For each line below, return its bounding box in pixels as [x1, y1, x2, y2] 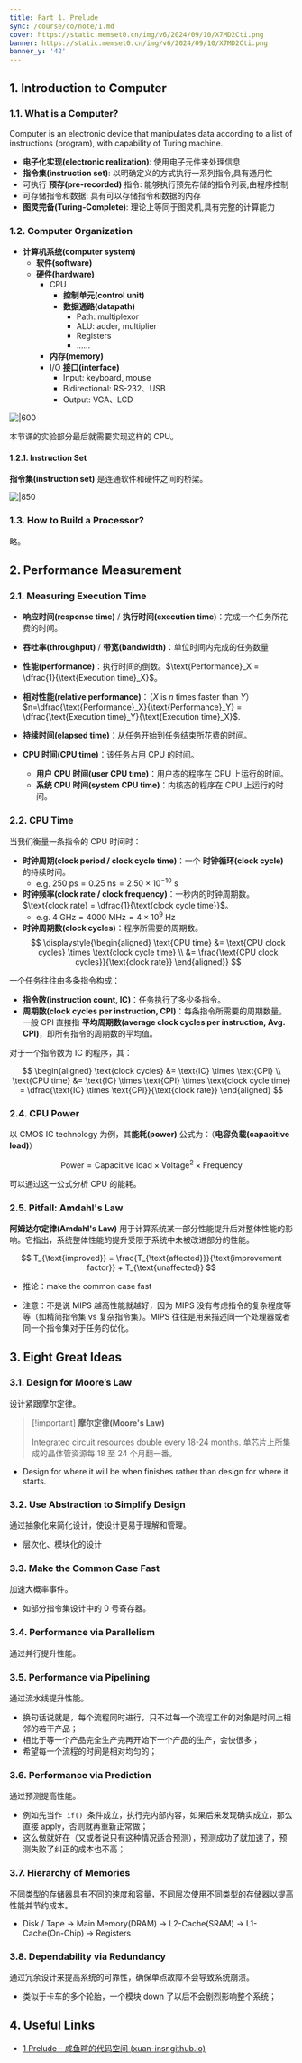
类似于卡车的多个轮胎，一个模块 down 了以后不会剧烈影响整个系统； [22, 1991, 278, 2002]
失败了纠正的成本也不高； [30, 1843, 126, 1854]
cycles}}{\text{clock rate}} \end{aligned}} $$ [75, 956, 242, 967]
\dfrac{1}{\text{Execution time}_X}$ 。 [22, 673, 162, 683]
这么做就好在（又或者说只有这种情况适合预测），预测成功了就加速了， [22, 1832, 279, 1843]
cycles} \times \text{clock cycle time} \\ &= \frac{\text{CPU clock [38, 947, 279, 957]
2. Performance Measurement [9, 562, 182, 578]
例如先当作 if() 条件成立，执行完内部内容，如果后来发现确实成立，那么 [22, 1810, 293, 1821]
